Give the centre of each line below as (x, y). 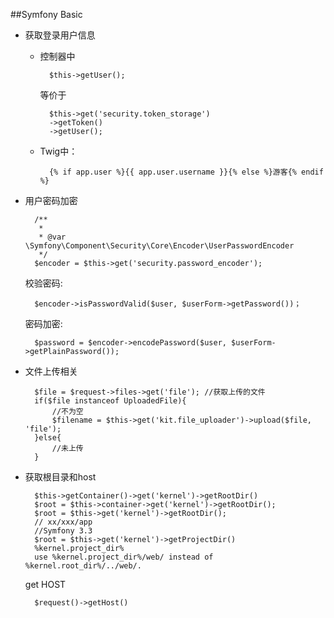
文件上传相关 (51, 371)
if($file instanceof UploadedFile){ (110, 401)
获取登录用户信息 (60, 35)
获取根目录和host (60, 477)
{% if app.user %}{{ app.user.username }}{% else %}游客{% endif (186, 172)
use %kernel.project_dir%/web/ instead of (124, 557)
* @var (52, 237)
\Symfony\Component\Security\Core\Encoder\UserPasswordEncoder (159, 246)
